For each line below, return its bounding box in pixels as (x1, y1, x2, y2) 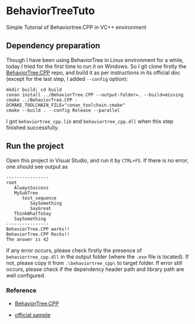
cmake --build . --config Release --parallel (6, 107, 120, 113)
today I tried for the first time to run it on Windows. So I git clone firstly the (6, 63, 187, 70)
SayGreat (30, 205, 51, 211)
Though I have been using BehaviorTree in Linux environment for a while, (6, 56, 184, 63)
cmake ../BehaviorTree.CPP (6, 97, 73, 103)
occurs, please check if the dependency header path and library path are (6, 266, 184, 273)
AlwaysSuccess (14, 185, 49, 191)
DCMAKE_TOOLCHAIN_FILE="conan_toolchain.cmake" (6, 102, 126, 108)
